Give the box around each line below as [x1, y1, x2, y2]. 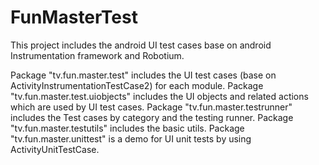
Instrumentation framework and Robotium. [10, 49, 185, 61]
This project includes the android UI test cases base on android [10, 39, 272, 51]
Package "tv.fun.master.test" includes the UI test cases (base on [10, 69, 277, 81]
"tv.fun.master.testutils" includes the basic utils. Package [10, 122, 245, 134]
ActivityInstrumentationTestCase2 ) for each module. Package [10, 79, 264, 91]
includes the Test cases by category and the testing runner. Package [10, 111, 294, 123]
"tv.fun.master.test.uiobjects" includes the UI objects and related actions [10, 90, 309, 102]
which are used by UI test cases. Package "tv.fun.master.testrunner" [10, 101, 293, 113]
